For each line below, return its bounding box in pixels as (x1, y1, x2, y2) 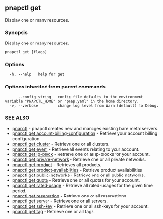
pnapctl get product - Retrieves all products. (12, 162, 102, 168)
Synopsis (5, 29, 28, 36)
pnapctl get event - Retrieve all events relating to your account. (12, 146, 140, 152)
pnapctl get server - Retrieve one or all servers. (12, 198, 108, 204)
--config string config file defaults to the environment (18, 94, 143, 99)
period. (12, 188, 27, 194)
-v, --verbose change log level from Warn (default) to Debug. (9, 103, 159, 108)
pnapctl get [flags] (5, 50, 47, 55)
